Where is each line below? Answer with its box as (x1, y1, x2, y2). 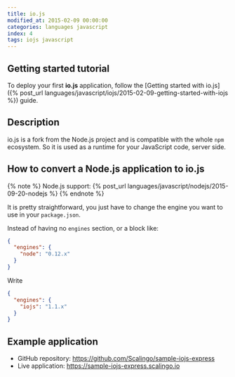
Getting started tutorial (7, 63, 110, 75)
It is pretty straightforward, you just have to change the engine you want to (7, 203, 223, 211)
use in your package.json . (7, 210, 81, 219)
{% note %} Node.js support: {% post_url (7, 181, 126, 190)
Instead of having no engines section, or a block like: (7, 224, 159, 232)
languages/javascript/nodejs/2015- (127, 181, 229, 190)
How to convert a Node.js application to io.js (7, 163, 205, 175)
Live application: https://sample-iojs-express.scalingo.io (17, 362, 180, 370)
